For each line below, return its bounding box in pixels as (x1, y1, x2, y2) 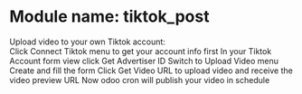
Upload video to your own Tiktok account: (9, 36, 165, 47)
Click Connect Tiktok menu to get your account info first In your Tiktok (9, 45, 272, 56)
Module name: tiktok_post (9, 6, 210, 27)
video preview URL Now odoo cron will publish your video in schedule (9, 74, 270, 85)
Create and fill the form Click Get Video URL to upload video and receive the (9, 65, 294, 76)
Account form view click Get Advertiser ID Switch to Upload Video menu (9, 55, 278, 66)
